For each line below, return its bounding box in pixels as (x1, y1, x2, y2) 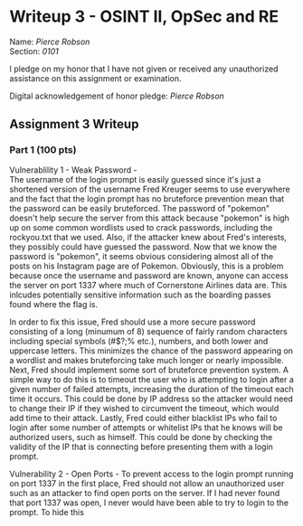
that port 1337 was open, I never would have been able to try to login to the (9, 497, 289, 508)
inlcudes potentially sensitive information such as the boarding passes (9, 289, 271, 300)
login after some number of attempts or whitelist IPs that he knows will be (9, 422, 283, 433)
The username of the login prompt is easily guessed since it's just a (9, 174, 261, 184)
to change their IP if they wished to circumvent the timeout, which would (9, 402, 279, 413)
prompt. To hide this (9, 506, 84, 517)
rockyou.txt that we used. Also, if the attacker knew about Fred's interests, (9, 231, 288, 242)
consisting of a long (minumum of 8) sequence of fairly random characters (9, 325, 288, 336)
